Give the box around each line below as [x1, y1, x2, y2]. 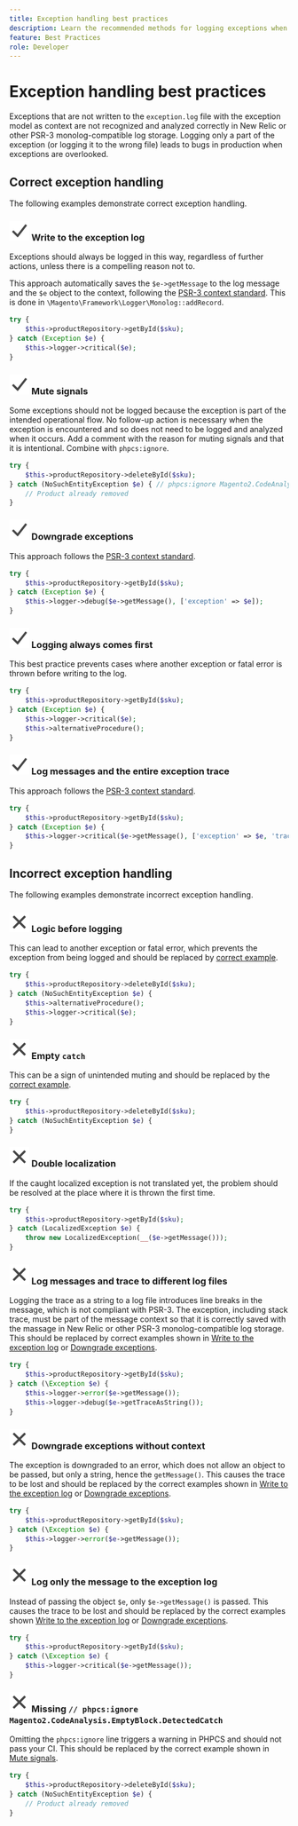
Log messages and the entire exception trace [30, 765, 230, 778]
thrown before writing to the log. [9, 668, 127, 679]
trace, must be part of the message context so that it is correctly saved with [9, 1314, 286, 1324]
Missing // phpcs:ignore [30, 1703, 139, 1715]
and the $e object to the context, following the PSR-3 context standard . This [9, 288, 286, 298]
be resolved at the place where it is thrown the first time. [9, 1187, 216, 1198]
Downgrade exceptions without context [30, 1439, 206, 1451]
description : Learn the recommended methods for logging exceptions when [9, 23, 288, 33]
